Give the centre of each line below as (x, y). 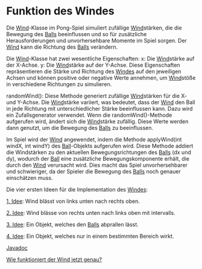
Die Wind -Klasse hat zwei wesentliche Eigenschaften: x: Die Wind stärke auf (100, 58)
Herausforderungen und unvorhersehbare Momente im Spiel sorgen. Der (96, 40)
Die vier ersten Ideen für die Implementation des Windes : (77, 189)
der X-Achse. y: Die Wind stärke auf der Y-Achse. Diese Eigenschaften (93, 65)
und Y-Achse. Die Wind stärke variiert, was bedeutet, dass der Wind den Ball (101, 102)
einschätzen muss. (30, 178)
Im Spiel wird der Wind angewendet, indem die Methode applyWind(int (94, 139)
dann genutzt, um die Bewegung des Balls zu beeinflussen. (80, 128)
